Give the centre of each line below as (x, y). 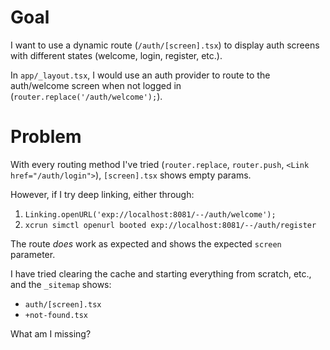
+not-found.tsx (56, 315)
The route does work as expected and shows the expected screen (146, 243)
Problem (46, 137)
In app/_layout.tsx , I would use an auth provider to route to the (140, 75)
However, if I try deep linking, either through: (102, 194)
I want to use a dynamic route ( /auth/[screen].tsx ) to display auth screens (165, 45)
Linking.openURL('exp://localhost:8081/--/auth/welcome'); (150, 214)
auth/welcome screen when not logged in (96, 85)
